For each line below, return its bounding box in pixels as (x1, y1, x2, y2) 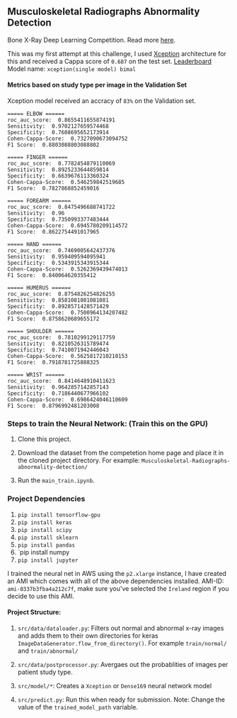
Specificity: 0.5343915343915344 (7, 259, 110, 267)
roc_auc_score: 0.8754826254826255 (7, 290, 115, 298)
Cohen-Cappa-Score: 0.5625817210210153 (7, 353, 129, 360)
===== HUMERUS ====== (7, 284, 71, 292)
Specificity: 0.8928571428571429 (7, 303, 110, 310)
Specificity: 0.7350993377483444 (7, 216, 110, 223)
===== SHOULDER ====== (7, 328, 74, 335)
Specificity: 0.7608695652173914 (7, 129, 110, 136)
